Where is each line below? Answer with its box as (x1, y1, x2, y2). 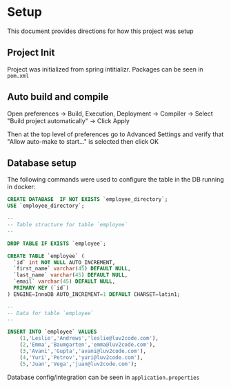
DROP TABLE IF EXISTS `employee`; (7, 240, 107, 247)
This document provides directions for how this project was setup (7, 27, 194, 35)
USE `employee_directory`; (7, 202, 85, 210)
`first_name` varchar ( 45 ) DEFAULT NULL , (13, 266, 131, 272)
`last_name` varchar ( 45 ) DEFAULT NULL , (13, 272, 128, 279)
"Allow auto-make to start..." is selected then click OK (7, 137, 159, 145)
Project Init (7, 47, 55, 58)
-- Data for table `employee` (7, 310, 94, 316)
